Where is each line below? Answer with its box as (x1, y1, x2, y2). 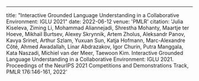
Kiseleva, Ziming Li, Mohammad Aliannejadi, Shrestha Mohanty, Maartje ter (6, 24, 190, 31)
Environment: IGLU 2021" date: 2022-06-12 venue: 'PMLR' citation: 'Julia (6, 18, 184, 25)
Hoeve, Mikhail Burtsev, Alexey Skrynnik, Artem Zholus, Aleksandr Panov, (6, 31, 185, 37)
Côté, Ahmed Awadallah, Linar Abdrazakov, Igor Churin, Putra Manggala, (6, 43, 184, 50)
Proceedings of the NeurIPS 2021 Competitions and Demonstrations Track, (6, 62, 189, 69)
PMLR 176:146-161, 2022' (6, 69, 68, 75)
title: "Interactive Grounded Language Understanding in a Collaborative (6, 12, 179, 18)
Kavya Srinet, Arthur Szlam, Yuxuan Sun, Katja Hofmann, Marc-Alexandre (6, 37, 185, 44)
